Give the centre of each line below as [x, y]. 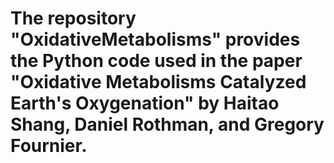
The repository [73, 18]
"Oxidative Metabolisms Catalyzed [158, 82]
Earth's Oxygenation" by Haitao [145, 103]
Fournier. [49, 146]
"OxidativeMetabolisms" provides [155, 39]
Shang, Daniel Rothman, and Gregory [167, 124]
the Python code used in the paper [156, 61]
